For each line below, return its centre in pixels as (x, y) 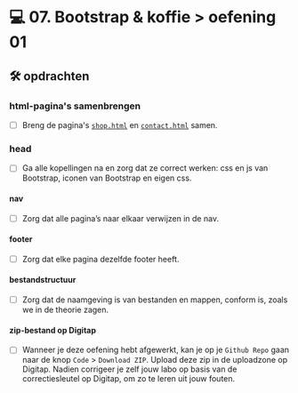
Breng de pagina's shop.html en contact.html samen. (120, 124)
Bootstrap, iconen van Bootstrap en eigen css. (107, 178)
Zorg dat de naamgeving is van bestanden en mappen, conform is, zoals (155, 300)
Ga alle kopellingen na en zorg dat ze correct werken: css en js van (145, 168)
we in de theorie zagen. (65, 310)
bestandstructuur (43, 280)
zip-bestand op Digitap (52, 330)
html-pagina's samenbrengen (75, 106)
